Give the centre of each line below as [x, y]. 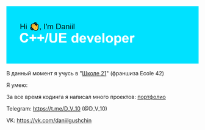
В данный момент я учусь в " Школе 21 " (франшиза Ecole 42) [85, 74]
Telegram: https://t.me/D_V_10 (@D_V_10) [57, 109]
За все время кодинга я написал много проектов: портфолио [86, 97]
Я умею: [17, 85]
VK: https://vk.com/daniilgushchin [49, 120]
